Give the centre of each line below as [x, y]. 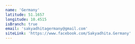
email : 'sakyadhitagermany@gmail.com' [47, 29]
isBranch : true [21, 24]
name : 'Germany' [22, 10]
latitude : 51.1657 [25, 15]
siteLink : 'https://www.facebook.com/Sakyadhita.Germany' [68, 33]
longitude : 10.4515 [26, 19]
